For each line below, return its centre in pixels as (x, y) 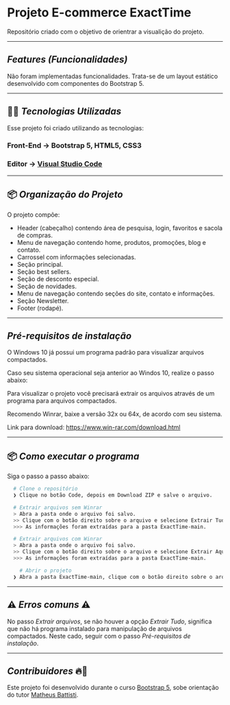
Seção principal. (40, 264)
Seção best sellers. (44, 272)
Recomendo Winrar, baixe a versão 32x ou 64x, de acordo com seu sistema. (115, 414)
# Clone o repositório (46, 489)
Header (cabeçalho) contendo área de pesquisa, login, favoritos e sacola (120, 228)
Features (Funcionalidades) (67, 60)
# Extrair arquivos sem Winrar (58, 507)
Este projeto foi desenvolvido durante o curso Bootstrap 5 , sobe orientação (113, 688)
